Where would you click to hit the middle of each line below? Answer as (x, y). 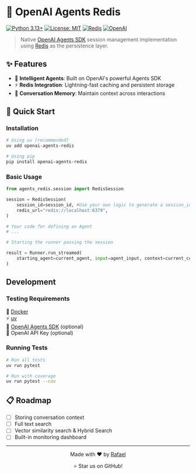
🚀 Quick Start (31, 111)
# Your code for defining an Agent (49, 226)
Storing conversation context (49, 417)
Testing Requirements (38, 299)
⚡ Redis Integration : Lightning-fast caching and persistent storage (94, 85)
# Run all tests (26, 360)
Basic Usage (24, 177)
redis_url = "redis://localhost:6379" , (62, 210)
